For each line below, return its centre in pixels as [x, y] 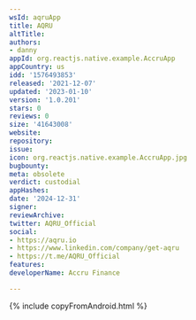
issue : [21, 149]
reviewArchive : [37, 215]
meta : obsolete [37, 174]
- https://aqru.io [43, 240]
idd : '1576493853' [43, 75]
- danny [23, 51]
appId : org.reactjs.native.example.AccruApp [92, 59]
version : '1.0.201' [45, 100]
